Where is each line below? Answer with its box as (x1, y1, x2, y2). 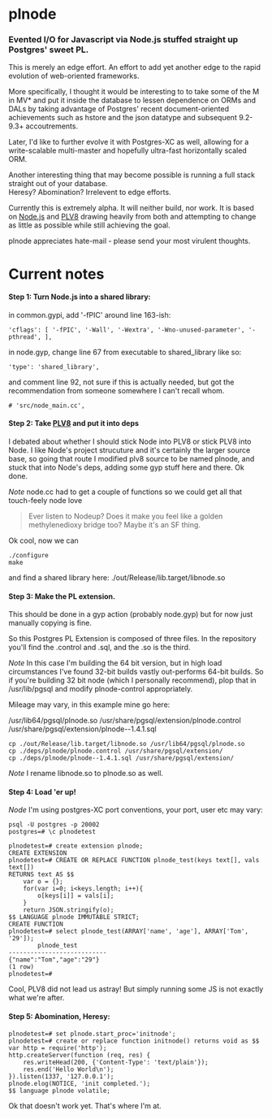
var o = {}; (23, 878, 63, 886)
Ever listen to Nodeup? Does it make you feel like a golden (28, 511, 223, 521)
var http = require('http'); (8, 1043, 107, 1052)
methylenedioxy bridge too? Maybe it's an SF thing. (28, 520, 201, 530)
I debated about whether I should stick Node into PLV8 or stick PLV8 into (8, 436, 252, 447)
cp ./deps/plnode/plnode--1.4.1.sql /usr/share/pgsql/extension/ (8, 754, 234, 762)
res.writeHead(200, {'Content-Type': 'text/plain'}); (23, 1058, 209, 1066)
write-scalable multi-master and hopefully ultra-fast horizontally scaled (8, 145, 248, 155)
